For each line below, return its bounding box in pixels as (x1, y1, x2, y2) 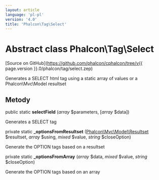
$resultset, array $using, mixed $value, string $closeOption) (5, 134, 132, 140)
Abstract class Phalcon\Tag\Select (5, 44, 154, 55)
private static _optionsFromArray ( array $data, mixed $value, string (5, 154, 148, 160)
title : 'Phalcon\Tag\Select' (5, 21, 67, 27)
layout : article (5, 7, 39, 13)
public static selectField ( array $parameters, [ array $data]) (5, 109, 130, 115)
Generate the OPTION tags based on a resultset (5, 144, 105, 150)
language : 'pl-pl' (5, 12, 44, 17)
